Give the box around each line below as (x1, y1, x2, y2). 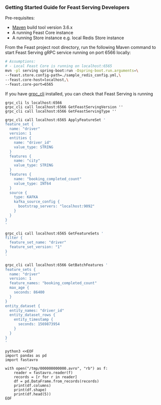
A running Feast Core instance (12, 30, 74, 36)
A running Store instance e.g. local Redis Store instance (12, 35, 124, 41)
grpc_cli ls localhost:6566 (5, 100, 62, 105)
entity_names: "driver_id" (9, 308, 64, 313)
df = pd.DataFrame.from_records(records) (14, 379, 99, 383)
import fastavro (5, 357, 38, 362)
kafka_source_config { (14, 199, 60, 204)
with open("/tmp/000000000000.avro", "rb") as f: (5, 366, 108, 371)
